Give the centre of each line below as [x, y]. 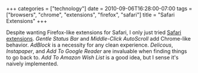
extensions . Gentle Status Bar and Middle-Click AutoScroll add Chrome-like [98, 39]
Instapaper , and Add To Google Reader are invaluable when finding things [97, 51]
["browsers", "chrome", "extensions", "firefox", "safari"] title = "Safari [90, 15]
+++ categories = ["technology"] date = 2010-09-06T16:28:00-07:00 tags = [99, 9]
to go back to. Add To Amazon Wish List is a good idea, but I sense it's [92, 57]
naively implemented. [32, 64]
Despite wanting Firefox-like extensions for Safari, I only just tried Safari [94, 32]
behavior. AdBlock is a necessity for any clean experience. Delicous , [90, 45]
